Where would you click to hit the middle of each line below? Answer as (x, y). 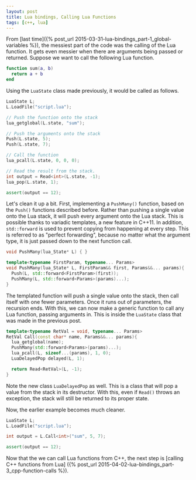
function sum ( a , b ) (30, 69)
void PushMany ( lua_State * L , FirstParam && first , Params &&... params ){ (95, 268)
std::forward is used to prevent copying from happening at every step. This (97, 229)
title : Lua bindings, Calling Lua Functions (61, 17)
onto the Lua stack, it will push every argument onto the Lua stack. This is (95, 216)
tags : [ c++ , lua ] (27, 22)
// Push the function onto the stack (52, 117)
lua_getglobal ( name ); (38, 342)
